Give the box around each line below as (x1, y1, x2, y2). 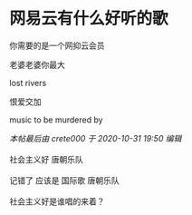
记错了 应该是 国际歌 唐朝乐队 (9, 174, 120, 186)
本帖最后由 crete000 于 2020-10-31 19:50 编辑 (9, 132, 182, 143)
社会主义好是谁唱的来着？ (9, 196, 105, 207)
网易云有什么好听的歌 (9, 8, 169, 29)
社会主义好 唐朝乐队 (9, 153, 83, 164)
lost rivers (9, 77, 47, 88)
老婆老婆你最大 (9, 59, 65, 70)
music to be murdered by (9, 114, 103, 125)
